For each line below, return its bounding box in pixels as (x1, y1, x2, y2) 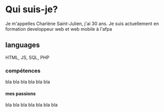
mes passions (5, 91, 36, 97)
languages (5, 41, 40, 50)
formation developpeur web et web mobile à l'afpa (5, 26, 112, 32)
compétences (5, 67, 41, 74)
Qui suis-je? (5, 4, 58, 15)
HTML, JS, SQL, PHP (5, 54, 50, 60)
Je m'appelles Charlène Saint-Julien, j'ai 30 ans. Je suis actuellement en (5, 20, 159, 27)
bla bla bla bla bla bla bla (5, 102, 58, 108)
